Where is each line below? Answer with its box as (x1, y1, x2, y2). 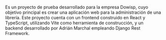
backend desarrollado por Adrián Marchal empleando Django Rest (5, 25, 141, 31)
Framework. (5, 31, 30, 36)
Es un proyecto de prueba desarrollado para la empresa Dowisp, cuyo (5, 4, 148, 10)
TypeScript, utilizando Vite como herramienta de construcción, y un (5, 20, 144, 26)
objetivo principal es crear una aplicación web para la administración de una (5, 9, 162, 15)
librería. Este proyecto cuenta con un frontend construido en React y (5, 15, 146, 20)
